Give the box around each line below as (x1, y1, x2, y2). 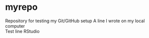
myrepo (5, 1, 38, 13)
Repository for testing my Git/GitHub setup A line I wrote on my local (5, 18, 145, 24)
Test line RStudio (5, 28, 40, 34)
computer (5, 23, 25, 29)
